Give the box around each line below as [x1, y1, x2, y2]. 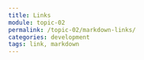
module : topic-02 [8, 19, 66, 26]
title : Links [8, 11, 51, 19]
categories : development [8, 33, 90, 41]
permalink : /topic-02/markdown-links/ [8, 26, 136, 34]
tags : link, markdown [8, 41, 80, 48]
